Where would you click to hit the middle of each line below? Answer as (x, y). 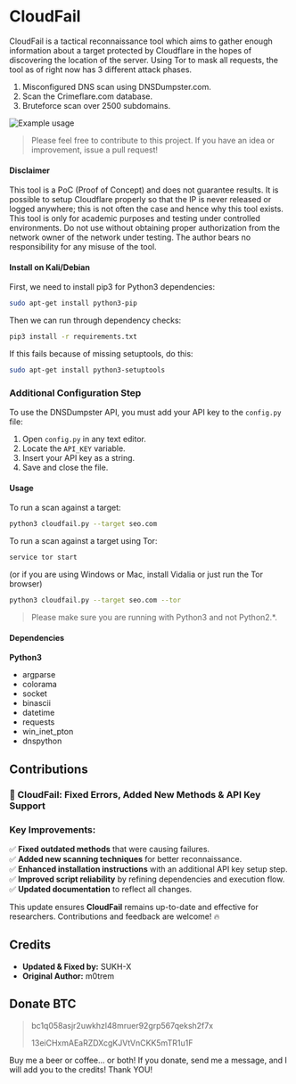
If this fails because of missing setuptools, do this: (101, 354)
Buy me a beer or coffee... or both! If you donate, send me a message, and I (148, 1060)
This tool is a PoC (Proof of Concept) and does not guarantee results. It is (144, 190)
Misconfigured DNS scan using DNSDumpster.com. (117, 86)
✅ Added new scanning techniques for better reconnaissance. (126, 858)
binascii (37, 703)
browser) (26, 584)
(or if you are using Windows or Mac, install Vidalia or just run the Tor (136, 575)
